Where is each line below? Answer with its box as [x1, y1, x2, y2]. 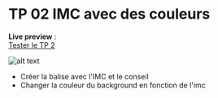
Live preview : [8, 32, 57, 41]
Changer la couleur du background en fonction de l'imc [20, 80, 206, 90]
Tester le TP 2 [8, 40, 55, 49]
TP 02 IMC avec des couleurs [8, 5, 211, 23]
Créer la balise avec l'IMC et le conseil [20, 71, 149, 81]
